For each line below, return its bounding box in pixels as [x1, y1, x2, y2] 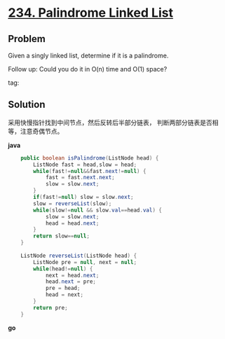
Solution [8, 99, 46, 111]
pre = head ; [45, 285, 81, 292]
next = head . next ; [45, 272, 100, 279]
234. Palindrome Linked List [8, 5, 174, 21]
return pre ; [33, 304, 69, 311]
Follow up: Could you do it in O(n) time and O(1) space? [8, 65, 168, 73]
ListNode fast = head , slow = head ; [33, 161, 137, 168]
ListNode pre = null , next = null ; [33, 258, 137, 265]
